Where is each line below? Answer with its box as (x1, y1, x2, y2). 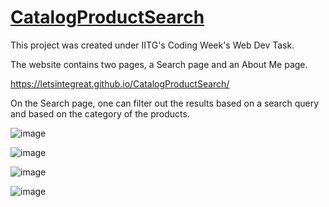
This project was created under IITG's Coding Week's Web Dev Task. (10, 39, 295, 51)
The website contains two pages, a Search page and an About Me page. (10, 58, 308, 70)
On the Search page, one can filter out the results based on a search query (10, 97, 320, 109)
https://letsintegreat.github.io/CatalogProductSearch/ (10, 77, 230, 90)
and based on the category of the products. (10, 107, 190, 120)
